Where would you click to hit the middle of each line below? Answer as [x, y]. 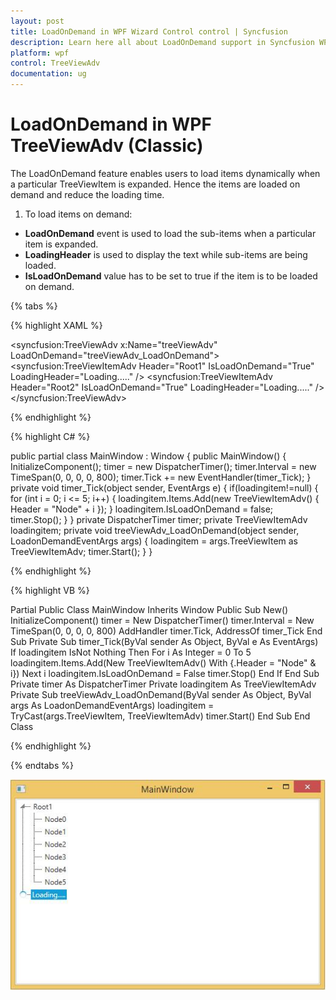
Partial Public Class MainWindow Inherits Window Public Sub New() [149, 609]
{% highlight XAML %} [56, 325]
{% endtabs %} [42, 765]
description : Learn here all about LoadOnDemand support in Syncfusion [162, 42]
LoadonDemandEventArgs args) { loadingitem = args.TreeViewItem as [154, 541]
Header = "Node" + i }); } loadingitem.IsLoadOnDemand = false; [142, 509]
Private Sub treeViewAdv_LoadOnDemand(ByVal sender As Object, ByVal [161, 694]
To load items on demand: [78, 214]
